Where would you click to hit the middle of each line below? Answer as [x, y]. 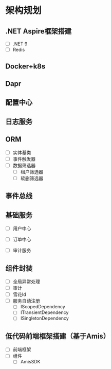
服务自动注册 [26, 301]
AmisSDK [30, 362]
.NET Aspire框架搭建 [39, 31]
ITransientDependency [44, 312]
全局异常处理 [26, 282]
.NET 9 [20, 44]
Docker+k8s [25, 66]
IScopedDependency [43, 307]
